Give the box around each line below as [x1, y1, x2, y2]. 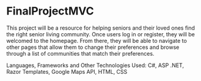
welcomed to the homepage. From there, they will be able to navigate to [6, 37, 188, 44]
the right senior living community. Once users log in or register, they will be [6, 30, 196, 37]
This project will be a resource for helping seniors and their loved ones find [6, 24, 196, 31]
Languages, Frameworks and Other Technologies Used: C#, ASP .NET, [6, 62, 185, 69]
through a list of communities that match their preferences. [6, 50, 155, 57]
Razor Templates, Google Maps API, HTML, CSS [6, 68, 128, 75]
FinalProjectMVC [6, 4, 94, 18]
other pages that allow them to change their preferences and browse [6, 44, 180, 51]
